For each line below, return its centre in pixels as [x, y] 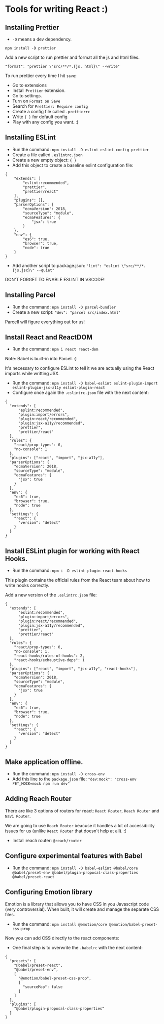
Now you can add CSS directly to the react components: [62, 938]
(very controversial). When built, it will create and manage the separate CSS [82, 909]
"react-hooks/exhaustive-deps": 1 [49, 660]
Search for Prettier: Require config [50, 106]
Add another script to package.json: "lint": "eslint [66, 265]
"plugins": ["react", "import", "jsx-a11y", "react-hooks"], [74, 669]
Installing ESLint [30, 138]
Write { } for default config [40, 117]
